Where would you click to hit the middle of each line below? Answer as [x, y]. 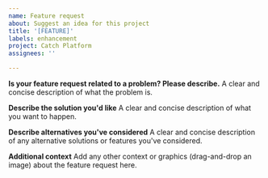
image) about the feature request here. [73, 165]
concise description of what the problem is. [81, 92]
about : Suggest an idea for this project [79, 23]
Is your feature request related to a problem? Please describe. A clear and [134, 83]
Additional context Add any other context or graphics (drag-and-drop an [130, 156]
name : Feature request [46, 16]
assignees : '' [32, 53]
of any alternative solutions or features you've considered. [106, 141]
